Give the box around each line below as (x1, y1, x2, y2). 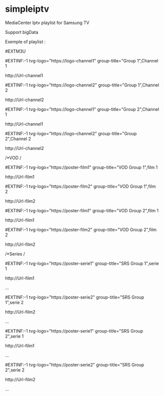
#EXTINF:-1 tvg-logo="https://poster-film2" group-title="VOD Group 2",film (5, 226, 157, 232)
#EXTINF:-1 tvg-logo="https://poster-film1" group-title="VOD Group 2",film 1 (5, 207, 159, 213)
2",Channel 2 (5, 136, 31, 141)
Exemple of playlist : (5, 38, 46, 45)
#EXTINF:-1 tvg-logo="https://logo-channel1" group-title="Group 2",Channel (5, 106, 159, 112)
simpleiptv (5, 3, 49, 15)
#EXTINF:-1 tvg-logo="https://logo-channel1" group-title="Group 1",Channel (5, 57, 158, 63)
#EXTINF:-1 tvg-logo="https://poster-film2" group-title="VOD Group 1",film (5, 183, 156, 189)
